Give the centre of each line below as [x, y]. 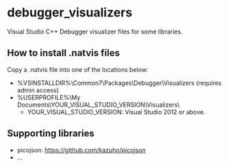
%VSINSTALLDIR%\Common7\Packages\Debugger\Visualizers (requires [119, 83]
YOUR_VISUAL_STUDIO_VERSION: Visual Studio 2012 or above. [116, 112]
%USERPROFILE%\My [49, 97]
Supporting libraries [51, 134]
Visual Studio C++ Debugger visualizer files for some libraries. [95, 31]
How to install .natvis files [63, 53]
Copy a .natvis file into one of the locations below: [78, 69]
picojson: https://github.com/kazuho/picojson [81, 150]
